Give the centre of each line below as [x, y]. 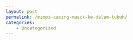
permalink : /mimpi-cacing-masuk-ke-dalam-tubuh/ [66, 17]
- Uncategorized [36, 28]
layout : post [22, 11]
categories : [20, 22]
